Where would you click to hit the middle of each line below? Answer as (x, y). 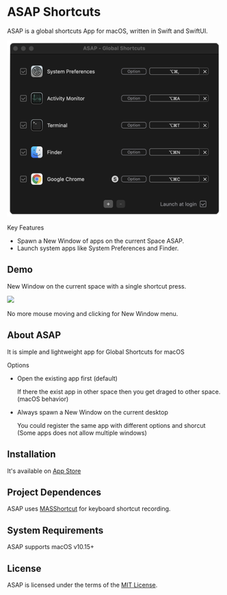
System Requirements (55, 530)
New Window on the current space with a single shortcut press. (97, 286)
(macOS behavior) (43, 399)
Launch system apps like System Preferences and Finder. (98, 248)
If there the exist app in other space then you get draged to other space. (119, 391)
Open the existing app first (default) (67, 378)
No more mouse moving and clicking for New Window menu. (93, 313)
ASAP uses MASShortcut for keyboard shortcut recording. (89, 509)
